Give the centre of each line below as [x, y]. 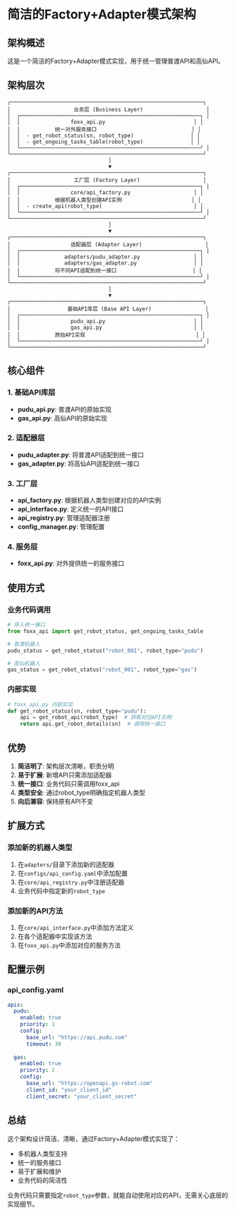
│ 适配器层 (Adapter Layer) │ [108, 244]
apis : [15, 1005]
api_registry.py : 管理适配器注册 [64, 518]
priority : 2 [37, 1070]
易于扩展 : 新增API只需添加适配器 [65, 775]
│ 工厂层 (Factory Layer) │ [107, 180]
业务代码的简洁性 [42, 1180]
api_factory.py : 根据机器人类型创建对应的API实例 [89, 500]
